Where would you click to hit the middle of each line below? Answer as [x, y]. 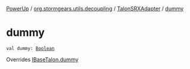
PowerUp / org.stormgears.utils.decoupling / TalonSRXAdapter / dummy [95, 9]
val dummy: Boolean [30, 48]
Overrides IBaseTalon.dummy [42, 59]
